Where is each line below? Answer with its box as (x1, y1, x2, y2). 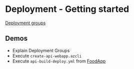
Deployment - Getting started (5, 3, 130, 15)
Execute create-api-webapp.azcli (12, 53, 82, 59)
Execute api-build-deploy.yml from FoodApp (12, 58, 106, 64)
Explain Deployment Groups (12, 47, 70, 53)
